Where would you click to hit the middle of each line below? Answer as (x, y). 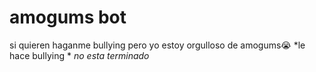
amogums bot (68, 17)
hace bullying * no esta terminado (79, 55)
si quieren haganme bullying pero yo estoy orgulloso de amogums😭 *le (157, 45)
